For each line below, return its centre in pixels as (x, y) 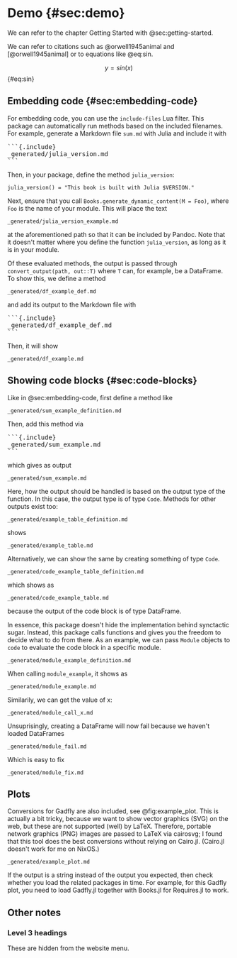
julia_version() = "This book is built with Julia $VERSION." (101, 187)
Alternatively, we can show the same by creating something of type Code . (114, 558)
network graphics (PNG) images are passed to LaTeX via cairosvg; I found (115, 834)
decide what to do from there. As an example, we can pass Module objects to (119, 639)
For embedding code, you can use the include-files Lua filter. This (106, 118)
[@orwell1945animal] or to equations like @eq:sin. (80, 54)
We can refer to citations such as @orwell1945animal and (91, 46)
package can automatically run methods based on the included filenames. (115, 126)
